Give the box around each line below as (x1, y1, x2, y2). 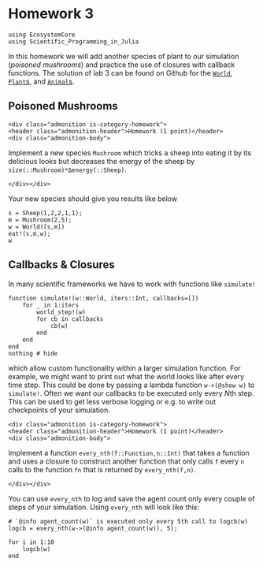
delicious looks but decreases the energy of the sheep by (8, 156, 195, 166)
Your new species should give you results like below (8, 194, 178, 203)
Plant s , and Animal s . (8, 76, 75, 86)
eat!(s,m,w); (8, 229, 51, 237)
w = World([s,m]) (8, 222, 65, 231)
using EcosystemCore (8, 31, 76, 39)
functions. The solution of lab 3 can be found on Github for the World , (8, 68, 233, 77)
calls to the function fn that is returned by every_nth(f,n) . (8, 464, 197, 474)
